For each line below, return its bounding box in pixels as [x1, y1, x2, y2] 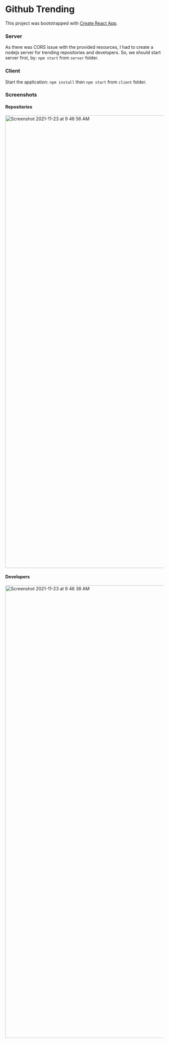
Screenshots [5, 92, 37, 99]
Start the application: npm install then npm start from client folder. [5, 79, 147, 85]
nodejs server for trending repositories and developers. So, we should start [5, 49, 161, 56]
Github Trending [5, 4, 75, 15]
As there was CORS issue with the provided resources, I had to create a [5, 44, 153, 50]
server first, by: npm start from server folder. [5, 55, 99, 61]
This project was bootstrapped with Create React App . [5, 20, 118, 26]
